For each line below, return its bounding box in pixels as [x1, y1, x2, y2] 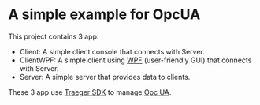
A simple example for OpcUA [8, 6, 201, 24]
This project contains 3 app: [8, 32, 99, 41]
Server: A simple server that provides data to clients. [19, 72, 191, 81]
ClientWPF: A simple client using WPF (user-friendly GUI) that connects [19, 55, 252, 65]
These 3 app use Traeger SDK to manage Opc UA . [8, 87, 172, 96]
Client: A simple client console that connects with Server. [19, 47, 205, 56]
